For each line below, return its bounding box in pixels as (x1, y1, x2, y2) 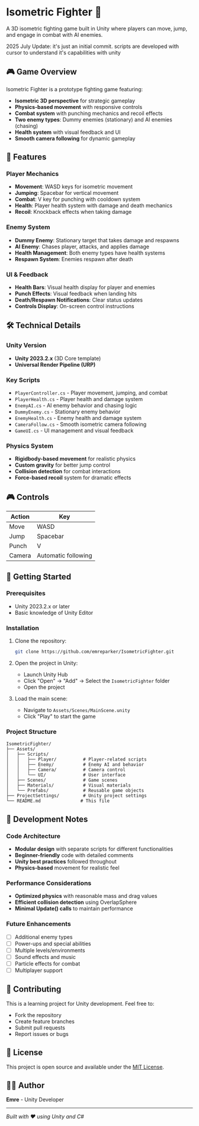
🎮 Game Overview (6, 67, 77, 77)
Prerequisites (6, 589, 46, 598)
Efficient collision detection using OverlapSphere (14, 899, 137, 906)
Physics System (6, 441, 53, 450)
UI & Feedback (6, 270, 49, 278)
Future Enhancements (6, 920, 71, 928)
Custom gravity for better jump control (14, 461, 111, 469)
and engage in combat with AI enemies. (6, 31, 103, 38)
